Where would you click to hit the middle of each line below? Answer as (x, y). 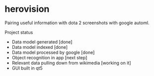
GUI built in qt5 (27, 68)
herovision (27, 9)
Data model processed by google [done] (53, 52)
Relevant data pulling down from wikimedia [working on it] (71, 63)
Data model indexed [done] (40, 47)
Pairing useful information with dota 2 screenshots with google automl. (77, 23)
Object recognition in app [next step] (49, 57)
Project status (19, 32)
